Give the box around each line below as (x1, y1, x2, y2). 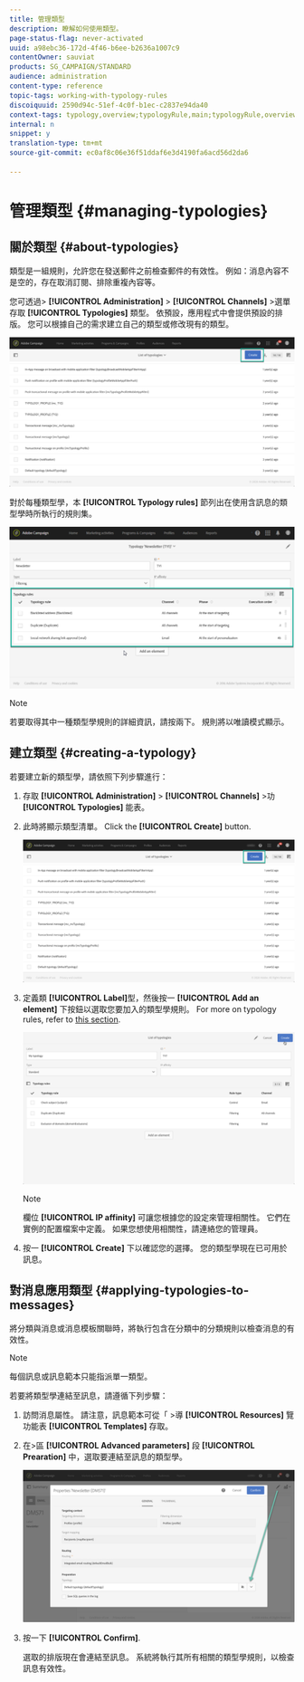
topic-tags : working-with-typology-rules (9, 91, 168, 100)
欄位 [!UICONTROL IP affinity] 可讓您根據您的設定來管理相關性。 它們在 (22, 1211, 291, 1222)
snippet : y (9, 129, 51, 139)
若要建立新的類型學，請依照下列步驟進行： (9, 770, 168, 782)
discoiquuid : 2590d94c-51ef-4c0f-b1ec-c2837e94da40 (9, 100, 208, 110)
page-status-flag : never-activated (9, 33, 144, 43)
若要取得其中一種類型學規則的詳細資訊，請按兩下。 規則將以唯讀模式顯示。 (9, 716, 290, 727)
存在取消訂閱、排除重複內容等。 (40, 276, 160, 287)
